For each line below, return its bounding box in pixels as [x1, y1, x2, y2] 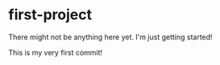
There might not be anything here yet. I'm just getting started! [8, 32, 213, 42]
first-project [8, 6, 93, 24]
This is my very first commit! [8, 47, 103, 57]
